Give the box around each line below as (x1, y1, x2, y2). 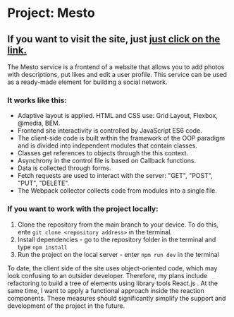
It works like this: (7, 95, 67, 105)
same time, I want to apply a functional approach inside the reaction (7, 286, 204, 294)
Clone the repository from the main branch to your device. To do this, (17, 220, 218, 229)
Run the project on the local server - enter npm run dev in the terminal (17, 250, 220, 258)
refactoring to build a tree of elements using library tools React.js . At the (7, 279, 218, 287)
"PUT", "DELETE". (17, 179, 70, 188)
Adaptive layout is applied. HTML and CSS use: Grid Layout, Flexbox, (17, 112, 218, 120)
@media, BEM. (17, 119, 61, 128)
